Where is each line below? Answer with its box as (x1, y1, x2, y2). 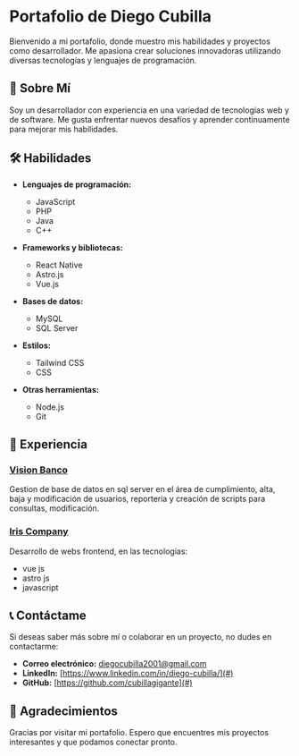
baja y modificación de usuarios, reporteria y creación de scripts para (9, 494, 266, 505)
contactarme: (9, 641, 59, 652)
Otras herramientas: (21, 384, 100, 395)
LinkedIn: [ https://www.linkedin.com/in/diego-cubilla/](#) (21, 668, 234, 679)
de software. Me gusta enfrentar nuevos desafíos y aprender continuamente (9, 114, 290, 124)
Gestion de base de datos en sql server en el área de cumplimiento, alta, (9, 484, 276, 495)
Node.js (35, 401, 65, 412)
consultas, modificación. (9, 503, 100, 514)
